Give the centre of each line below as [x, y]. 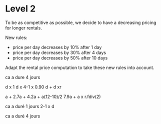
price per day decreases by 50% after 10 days [60, 57]
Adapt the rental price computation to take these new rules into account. [80, 67]
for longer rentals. [24, 27]
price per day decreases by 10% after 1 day [57, 47]
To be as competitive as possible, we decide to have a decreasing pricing [81, 22]
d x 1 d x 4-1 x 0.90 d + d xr [33, 87]
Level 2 [20, 9]
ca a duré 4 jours [23, 116]
